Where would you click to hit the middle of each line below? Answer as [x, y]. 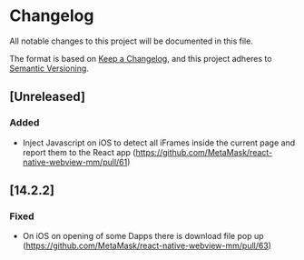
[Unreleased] [48, 97]
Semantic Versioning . [49, 68]
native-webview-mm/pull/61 [75, 162]
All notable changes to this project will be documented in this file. [132, 41]
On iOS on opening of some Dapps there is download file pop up [143, 236]
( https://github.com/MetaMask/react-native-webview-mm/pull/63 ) [147, 245]
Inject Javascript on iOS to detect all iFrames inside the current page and [159, 143]
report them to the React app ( [79, 152]
